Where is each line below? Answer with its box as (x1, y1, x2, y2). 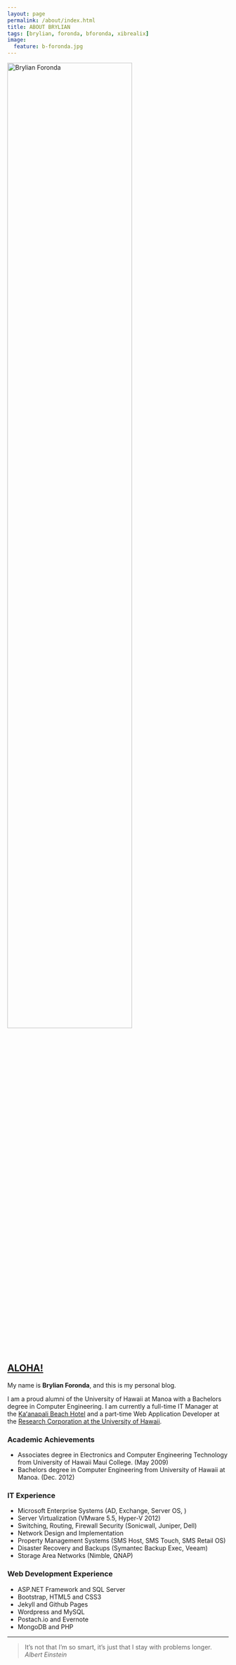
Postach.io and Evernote (17, 1615, 89, 1623)
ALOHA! (7, 1362, 44, 1374)
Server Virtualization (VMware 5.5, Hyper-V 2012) (17, 1514, 161, 1523)
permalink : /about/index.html (7, 17, 96, 24)
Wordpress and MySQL (17, 1607, 86, 1616)
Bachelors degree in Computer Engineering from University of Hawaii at (17, 1466, 225, 1474)
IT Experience (7, 1490, 56, 1500)
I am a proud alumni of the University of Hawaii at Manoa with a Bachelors (7, 1395, 222, 1403)
